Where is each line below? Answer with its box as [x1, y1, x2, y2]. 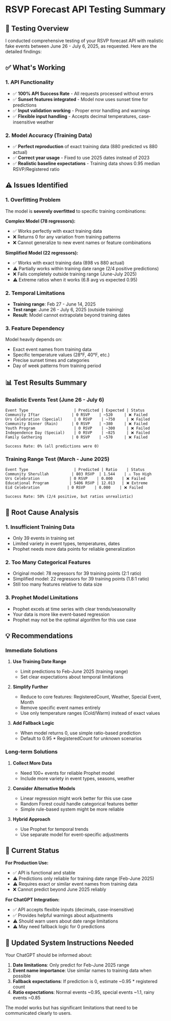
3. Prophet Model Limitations [5, 594, 79, 601]
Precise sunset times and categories [12, 357, 90, 364]
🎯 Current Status [5, 846, 60, 855]
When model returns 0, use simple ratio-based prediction [20, 730, 141, 736]
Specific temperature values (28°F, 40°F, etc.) [12, 352, 110, 358]
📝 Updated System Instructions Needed [5, 938, 134, 947]
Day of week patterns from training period [12, 363, 101, 369]
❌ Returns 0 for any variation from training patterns [12, 233, 121, 239]
